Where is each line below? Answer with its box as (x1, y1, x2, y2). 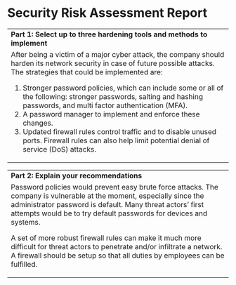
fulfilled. (11, 259, 38, 269)
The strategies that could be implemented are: (11, 67, 163, 77)
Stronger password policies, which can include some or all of (22, 83, 224, 93)
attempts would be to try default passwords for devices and (11, 208, 208, 218)
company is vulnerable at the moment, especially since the (11, 191, 204, 201)
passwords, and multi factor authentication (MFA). (22, 100, 188, 110)
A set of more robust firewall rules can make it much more (11, 233, 202, 243)
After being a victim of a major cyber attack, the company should (11, 49, 225, 59)
